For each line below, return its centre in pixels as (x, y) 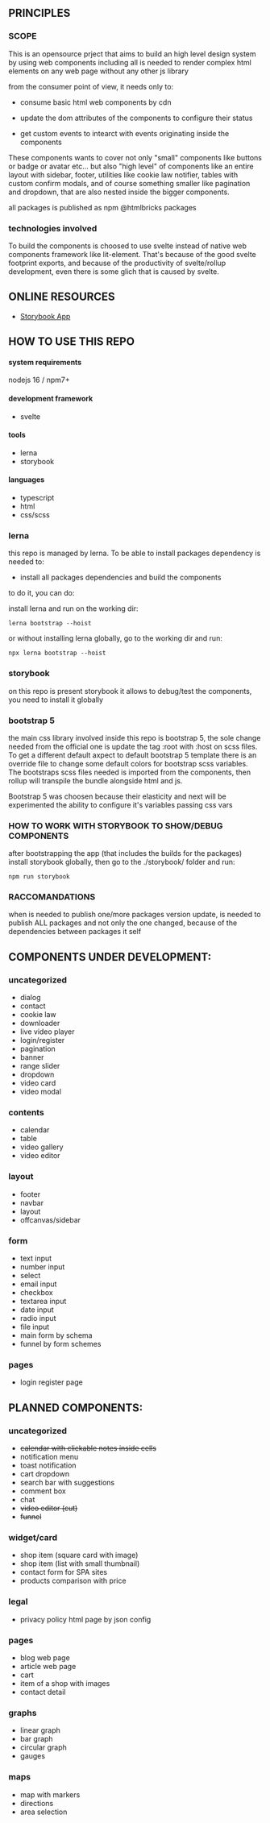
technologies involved (53, 228)
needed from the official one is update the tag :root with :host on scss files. (133, 746)
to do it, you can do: (42, 593)
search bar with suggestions (67, 1483)
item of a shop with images (65, 1683)
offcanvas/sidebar (50, 1219)
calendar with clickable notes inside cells (88, 1448)
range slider (40, 1066)
